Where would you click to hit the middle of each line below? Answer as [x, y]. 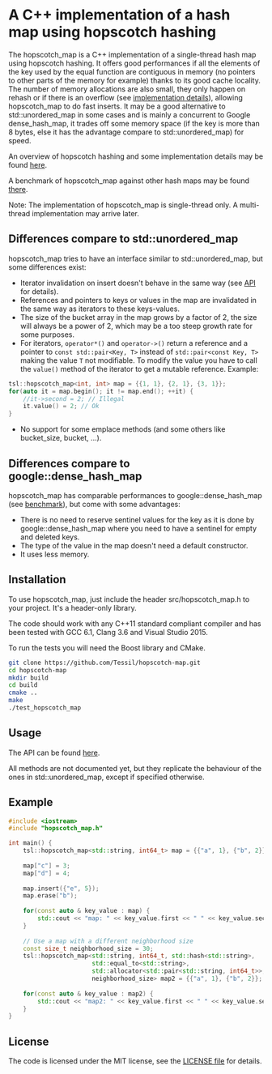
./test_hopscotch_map [45, 708]
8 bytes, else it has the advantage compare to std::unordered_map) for [126, 132]
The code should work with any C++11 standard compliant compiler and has [135, 623]
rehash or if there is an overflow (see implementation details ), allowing [125, 97]
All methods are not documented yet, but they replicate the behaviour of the [135, 768]
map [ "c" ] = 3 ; [47, 865]
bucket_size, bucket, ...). [61, 438]
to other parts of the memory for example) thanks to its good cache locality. [134, 80]
